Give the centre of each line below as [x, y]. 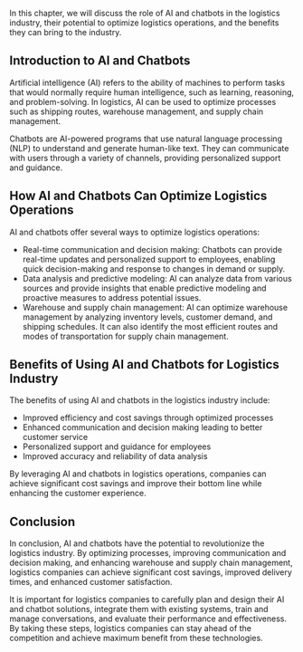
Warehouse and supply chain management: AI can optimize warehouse [155, 307]
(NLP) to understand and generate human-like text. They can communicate [149, 148]
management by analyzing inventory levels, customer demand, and [147, 317]
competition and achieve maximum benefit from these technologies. [137, 638]
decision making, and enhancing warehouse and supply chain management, [151, 563]
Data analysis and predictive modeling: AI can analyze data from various [157, 278]
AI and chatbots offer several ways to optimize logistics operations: [135, 232]
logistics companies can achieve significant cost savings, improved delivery [151, 572]
